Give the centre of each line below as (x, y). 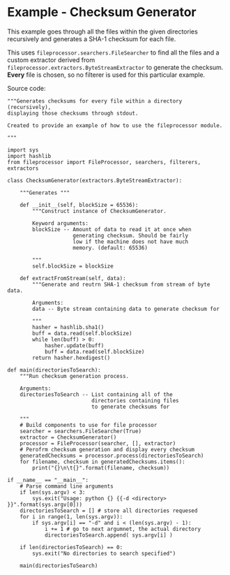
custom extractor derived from (51, 59)
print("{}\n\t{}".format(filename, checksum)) (101, 468)
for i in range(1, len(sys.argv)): (71, 517)
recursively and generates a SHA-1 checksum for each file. (92, 38)
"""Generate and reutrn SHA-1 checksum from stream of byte (121, 284)
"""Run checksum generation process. (75, 376)
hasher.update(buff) (74, 345)
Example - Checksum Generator (102, 12)
